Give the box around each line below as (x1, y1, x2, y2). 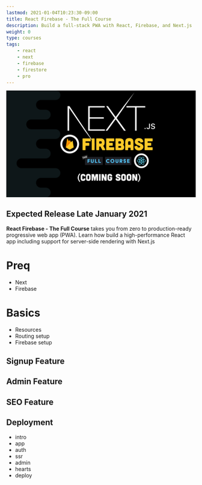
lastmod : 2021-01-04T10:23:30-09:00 (6, 10, 98, 16)
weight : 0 (6, 29, 31, 35)
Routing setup (14, 332, 50, 340)
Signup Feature (6, 356, 65, 366)
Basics (6, 306, 41, 320)
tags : (6, 41, 20, 47)
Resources (14, 326, 42, 333)
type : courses (6, 35, 42, 41)
